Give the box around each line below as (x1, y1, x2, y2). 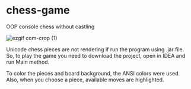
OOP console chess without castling (6, 23, 95, 30)
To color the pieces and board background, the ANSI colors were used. (6, 70, 180, 77)
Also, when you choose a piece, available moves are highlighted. (6, 76, 164, 83)
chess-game (6, 4, 70, 17)
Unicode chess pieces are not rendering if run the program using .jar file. (6, 45, 184, 53)
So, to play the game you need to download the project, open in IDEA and (6, 52, 186, 59)
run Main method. (6, 58, 50, 65)
